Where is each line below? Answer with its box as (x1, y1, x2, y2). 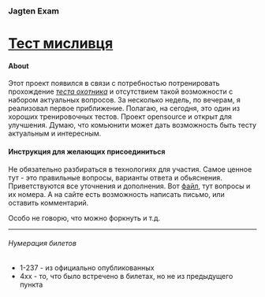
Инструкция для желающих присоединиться (8, 147, 166, 156)
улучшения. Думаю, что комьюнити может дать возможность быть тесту (8, 121, 257, 130)
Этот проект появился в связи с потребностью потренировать (8, 79, 220, 88)
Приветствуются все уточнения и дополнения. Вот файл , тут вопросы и (8, 181, 251, 191)
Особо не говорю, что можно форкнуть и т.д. (8, 213, 160, 222)
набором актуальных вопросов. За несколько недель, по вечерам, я (8, 95, 241, 105)
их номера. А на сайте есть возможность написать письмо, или (8, 189, 225, 199)
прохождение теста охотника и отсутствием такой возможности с (8, 87, 233, 96)
